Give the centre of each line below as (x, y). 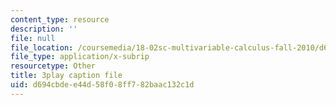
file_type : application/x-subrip (80, 57)
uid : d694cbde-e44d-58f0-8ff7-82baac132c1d (102, 85)
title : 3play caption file (66, 76)
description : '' (44, 29)
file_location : (42, 47)
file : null (33, 38)
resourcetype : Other (53, 66)
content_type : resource (60, 19)
